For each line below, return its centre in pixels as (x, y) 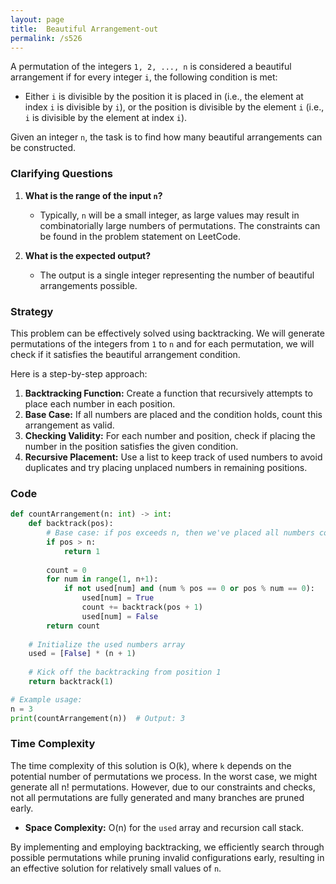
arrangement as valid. (69, 425)
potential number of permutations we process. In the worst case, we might (164, 776)
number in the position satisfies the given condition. (131, 446)
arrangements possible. (88, 285)
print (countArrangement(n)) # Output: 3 (98, 718)
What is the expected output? (88, 255)
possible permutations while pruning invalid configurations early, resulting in (167, 857)
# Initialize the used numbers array (107, 644)
